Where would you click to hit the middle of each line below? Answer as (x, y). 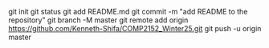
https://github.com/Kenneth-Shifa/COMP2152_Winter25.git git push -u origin (135, 28)
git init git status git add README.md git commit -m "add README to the (128, 12)
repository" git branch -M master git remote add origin (98, 20)
